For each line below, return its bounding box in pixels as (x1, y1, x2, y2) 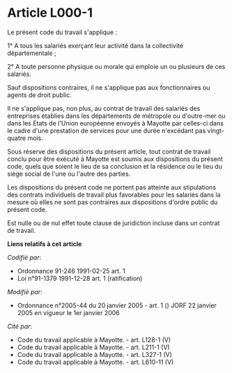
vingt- (207, 126, 225, 135)
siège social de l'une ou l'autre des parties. (7, 169, 131, 178)
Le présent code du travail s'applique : (7, 28, 118, 36)
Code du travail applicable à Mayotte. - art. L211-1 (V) (17, 343, 170, 351)
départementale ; (7, 49, 57, 57)
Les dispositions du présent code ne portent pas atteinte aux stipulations (7, 183, 217, 191)
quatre (7, 134, 26, 142)
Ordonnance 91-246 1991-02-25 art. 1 (17, 266, 125, 275)
